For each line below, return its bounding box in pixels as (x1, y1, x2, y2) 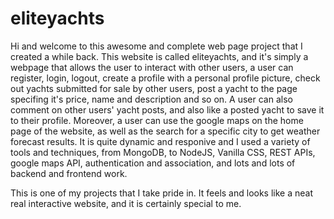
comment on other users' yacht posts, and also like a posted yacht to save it (10, 103, 325, 116)
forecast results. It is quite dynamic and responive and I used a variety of (10, 135, 311, 147)
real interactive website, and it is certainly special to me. (10, 197, 242, 209)
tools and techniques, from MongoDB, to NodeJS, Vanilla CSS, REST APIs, (10, 146, 316, 158)
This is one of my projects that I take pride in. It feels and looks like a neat (10, 187, 313, 199)
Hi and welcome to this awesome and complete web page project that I (10, 40, 303, 52)
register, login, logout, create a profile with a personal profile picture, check (10, 72, 321, 84)
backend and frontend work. (10, 167, 128, 179)
